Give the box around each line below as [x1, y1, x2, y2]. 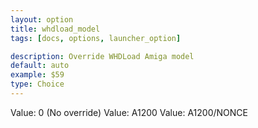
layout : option [10, 14, 74, 25]
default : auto [10, 61, 70, 71]
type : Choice [10, 79, 65, 90]
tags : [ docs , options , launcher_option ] [10, 33, 182, 43]
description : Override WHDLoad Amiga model [10, 51, 195, 61]
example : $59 [10, 70, 65, 80]
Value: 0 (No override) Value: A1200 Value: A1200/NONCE [10, 106, 248, 118]
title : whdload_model [10, 24, 101, 34]
